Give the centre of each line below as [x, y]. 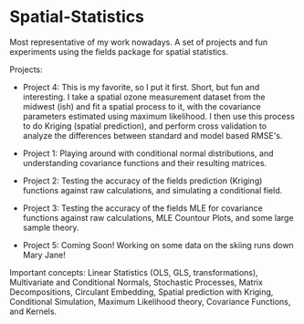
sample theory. [51, 227]
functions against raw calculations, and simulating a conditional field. [152, 190]
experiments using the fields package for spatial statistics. [119, 51]
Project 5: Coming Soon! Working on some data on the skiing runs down [158, 245]
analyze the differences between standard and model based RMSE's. [152, 135]
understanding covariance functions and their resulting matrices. [145, 162]
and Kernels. [33, 311]
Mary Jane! [44, 255]
